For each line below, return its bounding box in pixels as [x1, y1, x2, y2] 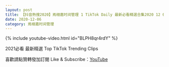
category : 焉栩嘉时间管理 [5, 21, 54, 27]
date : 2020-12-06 [5, 17, 42, 22]
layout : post [5, 7, 33, 13]
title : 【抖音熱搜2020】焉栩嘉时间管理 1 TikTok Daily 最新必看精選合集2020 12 [5, 12, 161, 17]
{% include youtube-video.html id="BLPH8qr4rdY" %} [5, 35, 118, 41]
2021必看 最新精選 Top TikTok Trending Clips [5, 46, 99, 52]
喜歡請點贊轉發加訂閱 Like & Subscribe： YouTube [5, 56, 108, 62]
